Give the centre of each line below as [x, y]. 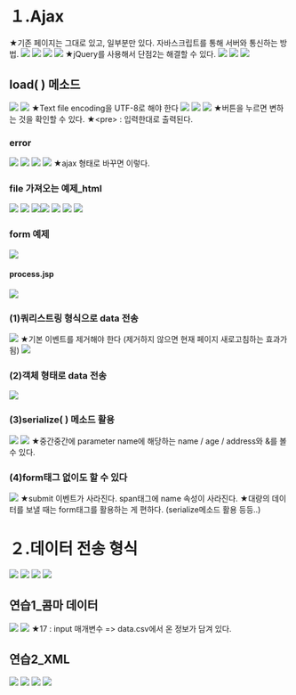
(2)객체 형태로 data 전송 [58, 376]
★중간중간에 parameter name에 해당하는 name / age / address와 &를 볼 [159, 441]
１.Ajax [37, 16]
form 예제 [29, 234]
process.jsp [32, 274]
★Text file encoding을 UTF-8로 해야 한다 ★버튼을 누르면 [149, 108]
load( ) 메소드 [45, 85]
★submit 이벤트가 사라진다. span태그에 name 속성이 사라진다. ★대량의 [145, 499]
